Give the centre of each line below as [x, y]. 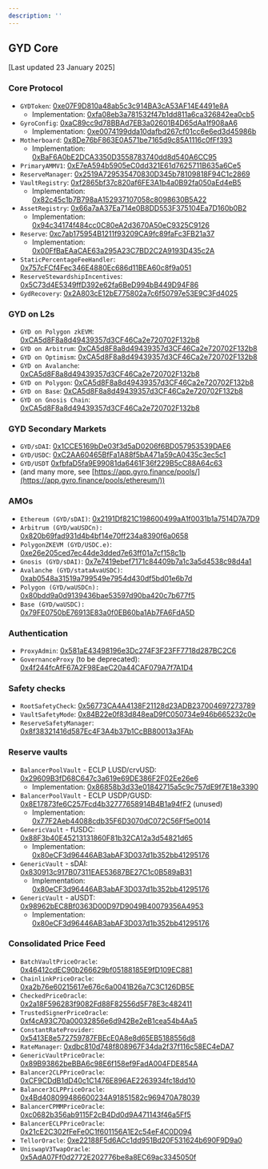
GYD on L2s [32, 313]
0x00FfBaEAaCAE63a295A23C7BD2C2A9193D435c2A [123, 250]
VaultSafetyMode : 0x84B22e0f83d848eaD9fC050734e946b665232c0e [138, 714]
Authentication [38, 633]
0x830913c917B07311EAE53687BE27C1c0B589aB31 [106, 872]
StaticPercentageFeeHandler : [68, 259]
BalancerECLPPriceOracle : [62, 1122]
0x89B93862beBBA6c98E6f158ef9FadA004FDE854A [109, 1063]
